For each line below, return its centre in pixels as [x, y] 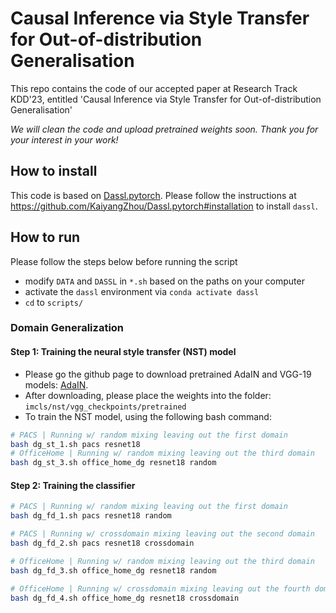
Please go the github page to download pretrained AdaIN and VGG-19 [168, 374]
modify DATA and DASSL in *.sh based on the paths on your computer [164, 281]
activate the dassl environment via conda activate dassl [142, 291]
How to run [45, 237]
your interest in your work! [64, 139]
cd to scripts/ [54, 302]
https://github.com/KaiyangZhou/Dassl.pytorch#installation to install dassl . [164, 206]
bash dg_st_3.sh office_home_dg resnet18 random [113, 463]
